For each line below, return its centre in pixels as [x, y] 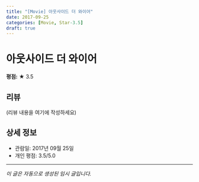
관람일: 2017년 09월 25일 [44, 148]
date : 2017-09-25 [28, 17]
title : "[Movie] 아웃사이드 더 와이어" [50, 12]
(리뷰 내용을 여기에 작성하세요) [41, 112]
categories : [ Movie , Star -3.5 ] [45, 22]
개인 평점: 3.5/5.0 [35, 155]
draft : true [21, 28]
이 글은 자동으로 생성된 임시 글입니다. [49, 173]
